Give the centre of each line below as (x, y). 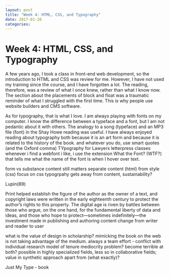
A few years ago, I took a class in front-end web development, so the (77, 74)
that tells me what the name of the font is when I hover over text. (73, 159)
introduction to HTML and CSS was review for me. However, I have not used (85, 80)
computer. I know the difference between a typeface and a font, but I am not (85, 122)
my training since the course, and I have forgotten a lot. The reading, (77, 85)
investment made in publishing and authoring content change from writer (82, 221)
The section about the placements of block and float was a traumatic (77, 95)
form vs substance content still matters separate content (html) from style (82, 169)
